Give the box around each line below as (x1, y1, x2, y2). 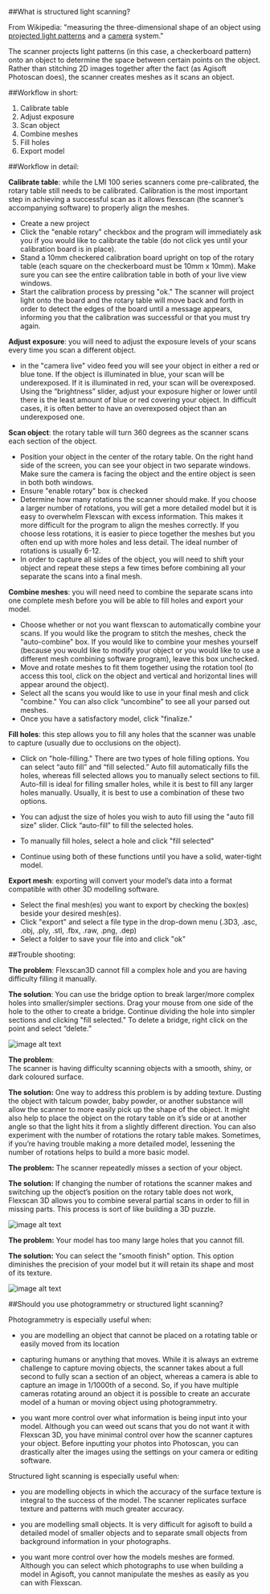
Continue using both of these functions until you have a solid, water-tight (19, 852, 262, 861)
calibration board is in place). (19, 245, 117, 253)
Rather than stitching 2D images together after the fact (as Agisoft (8, 64, 227, 73)
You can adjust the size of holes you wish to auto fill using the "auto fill (19, 812, 255, 822)
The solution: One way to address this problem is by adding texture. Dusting (8, 1088, 262, 1097)
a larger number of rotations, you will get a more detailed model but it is (19, 503, 257, 513)
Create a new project (19, 219, 90, 228)
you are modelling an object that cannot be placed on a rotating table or (19, 1331, 258, 1340)
